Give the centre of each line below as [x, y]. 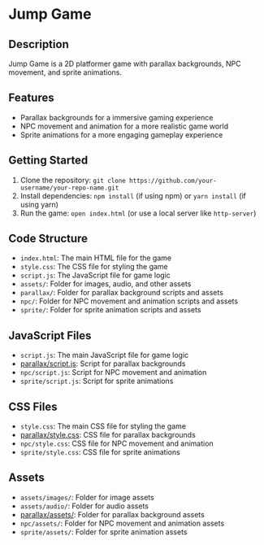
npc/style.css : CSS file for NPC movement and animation [117, 443]
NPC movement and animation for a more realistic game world [124, 126]
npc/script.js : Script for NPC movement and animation [113, 373]
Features [31, 98]
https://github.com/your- [173, 181]
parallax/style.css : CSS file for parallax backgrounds [108, 435]
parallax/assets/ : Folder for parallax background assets [112, 514]
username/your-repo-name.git [69, 188]
